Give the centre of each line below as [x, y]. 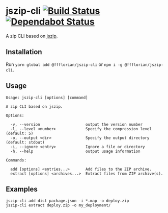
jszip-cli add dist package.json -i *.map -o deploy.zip [67, 201]
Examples [22, 189]
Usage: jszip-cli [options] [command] [47, 98]
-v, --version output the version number [77, 124]
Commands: [16, 160]
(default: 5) [20, 133]
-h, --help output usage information [75, 151]
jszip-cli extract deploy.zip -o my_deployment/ [58, 205]
